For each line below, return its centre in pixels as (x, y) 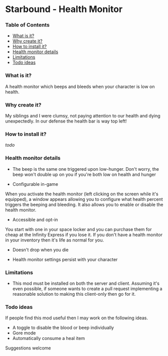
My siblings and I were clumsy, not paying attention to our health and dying (83, 116)
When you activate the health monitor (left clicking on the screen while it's (82, 194)
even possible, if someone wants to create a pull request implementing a (87, 288)
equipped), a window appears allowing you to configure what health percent (84, 199)
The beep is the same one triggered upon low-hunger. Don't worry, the (86, 169)
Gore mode (24, 333)
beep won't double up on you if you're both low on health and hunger (84, 174)
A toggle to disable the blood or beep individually (63, 328)
